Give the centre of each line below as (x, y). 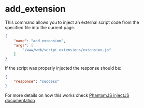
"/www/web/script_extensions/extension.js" (67, 50)
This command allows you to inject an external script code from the (72, 22)
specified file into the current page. (40, 27)
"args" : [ (24, 45)
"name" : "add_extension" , (40, 41)
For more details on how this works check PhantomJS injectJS (67, 95)
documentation (20, 100)
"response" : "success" (36, 82)
